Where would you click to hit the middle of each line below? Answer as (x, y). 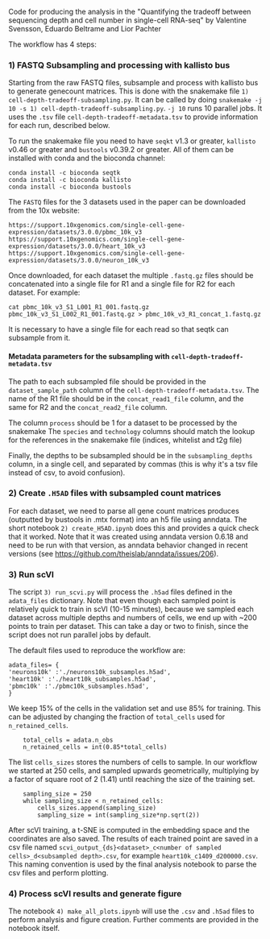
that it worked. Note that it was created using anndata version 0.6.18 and (128, 536)
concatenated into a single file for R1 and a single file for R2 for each (122, 284)
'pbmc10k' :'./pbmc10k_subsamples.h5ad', (79, 687)
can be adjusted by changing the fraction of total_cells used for (117, 717)
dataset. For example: (44, 292)
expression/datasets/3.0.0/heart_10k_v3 (77, 246)
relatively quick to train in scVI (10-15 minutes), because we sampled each (131, 609)
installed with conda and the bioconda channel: (87, 158)
